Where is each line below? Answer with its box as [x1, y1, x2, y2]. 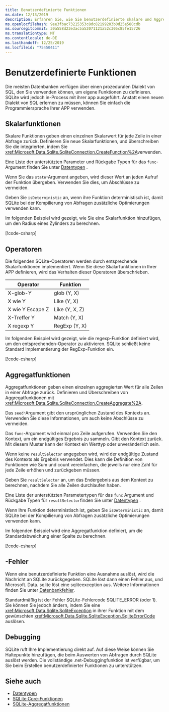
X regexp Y [8, 322, 34, 329]
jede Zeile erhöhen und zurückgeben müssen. [5, 467, 101, 473]
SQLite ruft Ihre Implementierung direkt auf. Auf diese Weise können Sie [5, 646, 154, 652]
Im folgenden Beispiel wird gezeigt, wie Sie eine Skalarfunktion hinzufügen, [5, 215, 162, 221]
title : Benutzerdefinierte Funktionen [5, 7, 87, 13]
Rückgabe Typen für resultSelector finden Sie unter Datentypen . [5, 497, 141, 503]
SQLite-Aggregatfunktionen [12, 701, 70, 707]
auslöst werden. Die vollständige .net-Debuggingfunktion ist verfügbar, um [5, 657, 160, 663]
